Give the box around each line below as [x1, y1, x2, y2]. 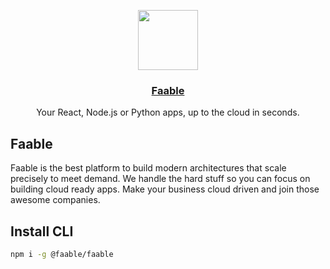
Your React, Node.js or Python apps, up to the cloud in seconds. [36, 106, 300, 119]
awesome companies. [10, 194, 101, 206]
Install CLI [10, 223, 74, 240]
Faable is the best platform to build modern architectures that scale [10, 162, 287, 174]
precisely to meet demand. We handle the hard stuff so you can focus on [10, 173, 311, 185]
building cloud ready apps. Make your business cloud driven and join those [10, 183, 320, 195]
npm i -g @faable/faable [10, 249, 114, 259]
